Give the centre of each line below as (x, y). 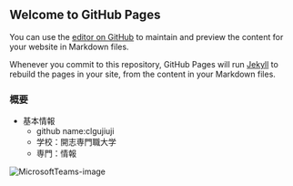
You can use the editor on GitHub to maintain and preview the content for (146, 36)
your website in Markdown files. (69, 46)
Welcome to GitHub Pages (85, 15)
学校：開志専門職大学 (76, 142)
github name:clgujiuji (75, 131)
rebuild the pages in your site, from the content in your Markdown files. (142, 74)
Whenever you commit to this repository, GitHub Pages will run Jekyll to (144, 64)
